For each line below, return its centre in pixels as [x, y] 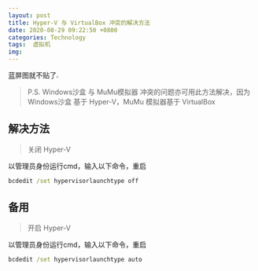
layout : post [29, 15]
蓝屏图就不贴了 [32, 75]
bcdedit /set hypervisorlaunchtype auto [76, 259]
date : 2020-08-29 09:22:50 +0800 [63, 30]
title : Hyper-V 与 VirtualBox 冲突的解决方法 [79, 23]
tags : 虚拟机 [29, 45]
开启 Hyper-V [49, 228]
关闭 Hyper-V [49, 149]
